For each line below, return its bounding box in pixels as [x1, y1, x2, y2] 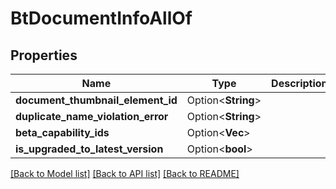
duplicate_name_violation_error [15, 110, 169, 123]
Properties [10, 47, 78, 64]
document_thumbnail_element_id [15, 93, 178, 107]
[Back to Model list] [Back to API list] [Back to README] [10, 168, 240, 179]
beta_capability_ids [15, 126, 110, 139]
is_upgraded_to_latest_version [15, 142, 164, 156]
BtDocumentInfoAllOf [10, 7, 193, 30]
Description [271, 77, 328, 90]
